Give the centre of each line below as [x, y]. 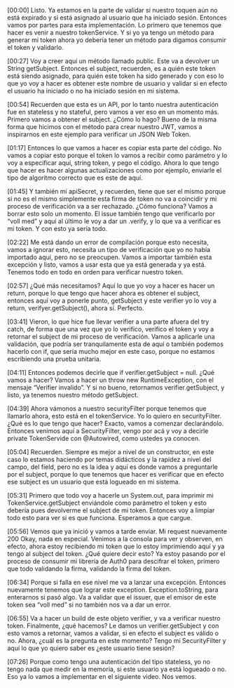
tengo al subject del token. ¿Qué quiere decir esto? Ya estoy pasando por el [116, 554]
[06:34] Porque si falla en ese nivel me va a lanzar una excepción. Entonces [117, 582]
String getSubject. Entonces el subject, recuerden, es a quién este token [111, 68]
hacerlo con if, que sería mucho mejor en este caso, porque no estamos [111, 351]
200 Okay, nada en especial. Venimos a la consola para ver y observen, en [115, 539]
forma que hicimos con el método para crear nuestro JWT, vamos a [105, 127]
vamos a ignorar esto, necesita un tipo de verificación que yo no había [109, 250]
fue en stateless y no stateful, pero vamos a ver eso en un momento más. [113, 112]
